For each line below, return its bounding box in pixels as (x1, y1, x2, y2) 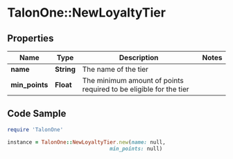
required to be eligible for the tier (82, 84, 189, 94)
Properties (7, 32, 54, 44)
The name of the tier (82, 64, 149, 74)
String (54, 64, 76, 74)
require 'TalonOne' (7, 126, 64, 133)
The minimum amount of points (82, 76, 184, 85)
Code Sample (7, 108, 67, 120)
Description (119, 53, 159, 62)
